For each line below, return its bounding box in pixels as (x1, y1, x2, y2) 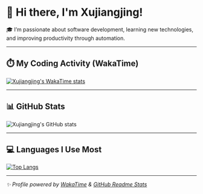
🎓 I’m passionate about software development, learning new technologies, (6, 25, 194, 33)
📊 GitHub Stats (6, 102, 65, 112)
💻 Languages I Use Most (6, 144, 102, 155)
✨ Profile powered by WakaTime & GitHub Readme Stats (6, 181, 147, 188)
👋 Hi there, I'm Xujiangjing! (6, 5, 143, 19)
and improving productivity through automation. (6, 34, 125, 42)
